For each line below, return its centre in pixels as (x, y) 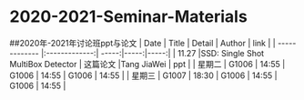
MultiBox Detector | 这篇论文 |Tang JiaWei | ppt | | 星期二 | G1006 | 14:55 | (147, 64)
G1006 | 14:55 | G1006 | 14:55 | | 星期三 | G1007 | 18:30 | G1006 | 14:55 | (143, 75)
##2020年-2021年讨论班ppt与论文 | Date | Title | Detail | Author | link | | (142, 43)
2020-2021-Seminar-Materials (128, 17)
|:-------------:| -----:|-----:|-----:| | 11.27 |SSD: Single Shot (152, 53)
